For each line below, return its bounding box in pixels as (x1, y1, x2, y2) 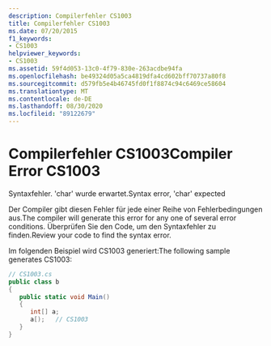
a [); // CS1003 (29, 315, 89, 324)
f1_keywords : (8, 34, 53, 43)
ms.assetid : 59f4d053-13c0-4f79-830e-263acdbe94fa (8, 65, 183, 73)
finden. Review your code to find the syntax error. (8, 230, 171, 240)
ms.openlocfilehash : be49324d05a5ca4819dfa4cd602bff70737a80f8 (8, 72, 227, 80)
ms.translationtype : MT (8, 87, 89, 96)
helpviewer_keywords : (8, 49, 82, 58)
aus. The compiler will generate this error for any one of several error (8, 212, 237, 223)
